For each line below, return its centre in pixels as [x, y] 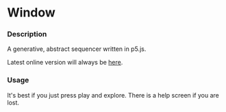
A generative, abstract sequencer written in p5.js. [77, 49]
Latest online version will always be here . [65, 63]
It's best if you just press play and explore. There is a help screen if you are [113, 95]
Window [32, 13]
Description [27, 34]
